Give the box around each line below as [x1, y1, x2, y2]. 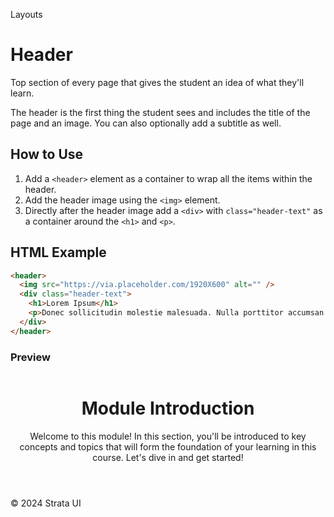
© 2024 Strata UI [10, 497, 82, 509]
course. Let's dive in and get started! [92, 451, 244, 463]
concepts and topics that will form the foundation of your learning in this [19, 440, 317, 453]
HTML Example [10, 244, 107, 261]
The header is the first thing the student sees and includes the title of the [10, 106, 311, 118]
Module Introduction [81, 397, 255, 420]
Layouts [10, 9, 43, 20]
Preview [10, 350, 51, 364]
